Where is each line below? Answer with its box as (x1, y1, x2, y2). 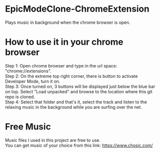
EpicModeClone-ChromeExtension (5, 3, 150, 15)
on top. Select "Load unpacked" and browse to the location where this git (5, 88, 153, 94)
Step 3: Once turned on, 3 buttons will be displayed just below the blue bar (5, 84, 156, 89)
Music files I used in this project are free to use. (5, 137, 101, 143)
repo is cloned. (5, 94, 35, 100)
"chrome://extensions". (5, 68, 52, 74)
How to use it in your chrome (5, 36, 123, 48)
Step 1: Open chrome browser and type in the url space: (5, 63, 118, 68)
